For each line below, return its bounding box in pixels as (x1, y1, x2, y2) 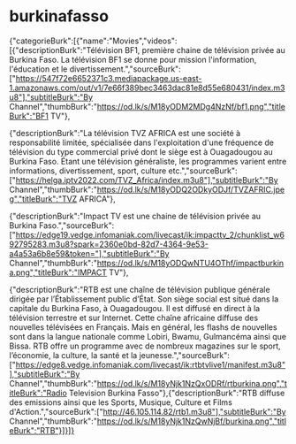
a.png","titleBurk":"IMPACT (9, 267, 108, 278)
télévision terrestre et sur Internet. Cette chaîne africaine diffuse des (9, 312, 259, 323)
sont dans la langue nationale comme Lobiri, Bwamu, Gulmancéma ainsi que (9, 331, 287, 341)
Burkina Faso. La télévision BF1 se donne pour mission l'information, (9, 54, 257, 65)
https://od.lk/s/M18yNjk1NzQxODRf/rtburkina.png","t (96, 378, 287, 388)
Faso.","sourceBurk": (39, 219, 115, 231)
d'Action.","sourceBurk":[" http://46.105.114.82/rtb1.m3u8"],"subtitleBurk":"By (9, 406, 286, 417)
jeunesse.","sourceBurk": (139, 349, 230, 360)
